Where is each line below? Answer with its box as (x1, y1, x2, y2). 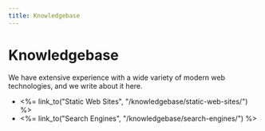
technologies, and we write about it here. (8, 81, 143, 90)
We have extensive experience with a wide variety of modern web (8, 73, 226, 82)
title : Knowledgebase (8, 11, 81, 20)
